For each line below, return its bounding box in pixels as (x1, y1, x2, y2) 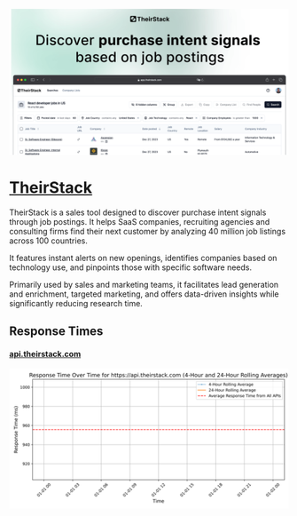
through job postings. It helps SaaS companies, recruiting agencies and (9, 216, 270, 226)
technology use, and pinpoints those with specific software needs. (9, 262, 253, 273)
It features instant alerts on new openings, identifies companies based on (9, 252, 277, 263)
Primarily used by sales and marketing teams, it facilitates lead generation (9, 279, 279, 290)
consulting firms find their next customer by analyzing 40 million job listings (9, 226, 286, 236)
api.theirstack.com (9, 348, 82, 359)
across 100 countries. (9, 235, 89, 246)
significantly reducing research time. (9, 298, 144, 308)
